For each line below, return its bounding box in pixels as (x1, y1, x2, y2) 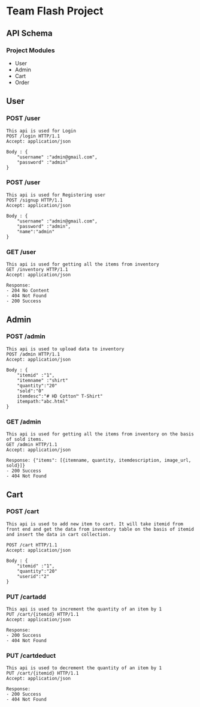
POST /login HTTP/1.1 (6, 133, 60, 139)
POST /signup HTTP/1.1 (6, 197, 63, 203)
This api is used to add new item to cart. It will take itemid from (6, 521, 184, 527)
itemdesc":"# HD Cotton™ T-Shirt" (17, 393, 103, 399)
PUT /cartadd (6, 592, 47, 601)
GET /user (6, 248, 37, 256)
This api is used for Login (6, 128, 77, 134)
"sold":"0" (17, 388, 44, 394)
